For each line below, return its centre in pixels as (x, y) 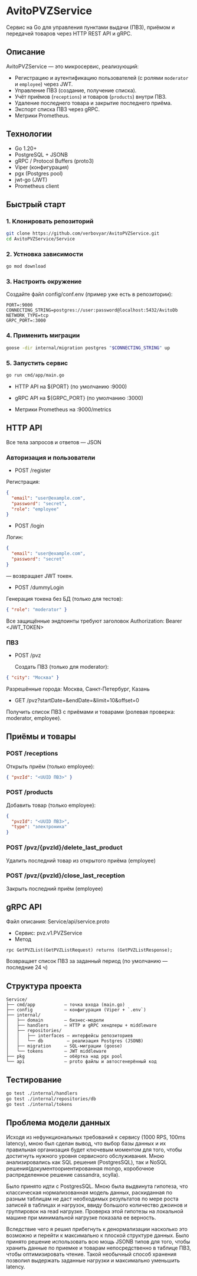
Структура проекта (44, 986)
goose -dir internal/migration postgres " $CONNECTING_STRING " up (88, 348)
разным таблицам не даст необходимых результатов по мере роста (92, 1199)
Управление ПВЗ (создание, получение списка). (75, 90)
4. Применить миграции (43, 336)
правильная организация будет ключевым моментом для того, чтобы (94, 1150)
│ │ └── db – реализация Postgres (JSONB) (75, 1041)
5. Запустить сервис (37, 363)
